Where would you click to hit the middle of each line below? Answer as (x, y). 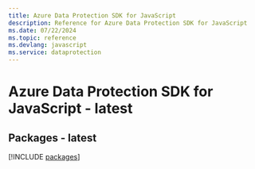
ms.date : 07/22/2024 (43, 30)
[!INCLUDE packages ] (44, 157)
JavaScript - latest (71, 109)
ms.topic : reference (43, 38)
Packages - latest (53, 138)
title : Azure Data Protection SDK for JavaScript (92, 15)
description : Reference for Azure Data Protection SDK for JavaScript (128, 23)
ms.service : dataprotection (55, 52)
